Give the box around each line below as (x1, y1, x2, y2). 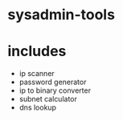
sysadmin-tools (7, 6, 116, 24)
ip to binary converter (18, 86, 92, 95)
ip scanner (18, 69, 55, 78)
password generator (18, 78, 87, 87)
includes (7, 42, 67, 61)
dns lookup (18, 102, 57, 113)
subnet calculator (18, 94, 78, 104)
